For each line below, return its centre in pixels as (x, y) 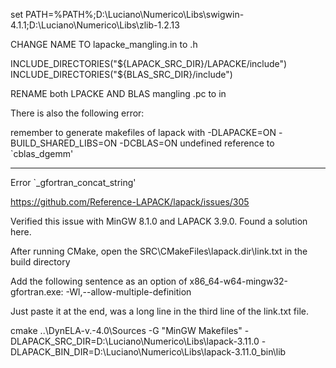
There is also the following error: (77, 113)
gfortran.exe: (37, 292)
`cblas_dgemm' (42, 153)
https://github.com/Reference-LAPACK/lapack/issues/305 (130, 202)
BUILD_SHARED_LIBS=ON (64, 143)
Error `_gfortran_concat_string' (73, 182)
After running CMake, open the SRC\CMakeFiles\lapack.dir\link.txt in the (159, 251)
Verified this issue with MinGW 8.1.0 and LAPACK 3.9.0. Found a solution (159, 221)
